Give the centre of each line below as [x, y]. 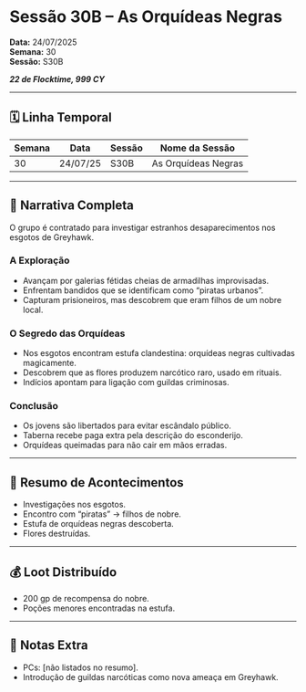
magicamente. [50, 363]
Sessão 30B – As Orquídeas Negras [146, 17]
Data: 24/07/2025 [43, 42]
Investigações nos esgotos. [74, 505]
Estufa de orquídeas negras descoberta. [98, 524]
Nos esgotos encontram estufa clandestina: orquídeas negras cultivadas [159, 353]
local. [33, 309]
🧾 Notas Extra [49, 645]
